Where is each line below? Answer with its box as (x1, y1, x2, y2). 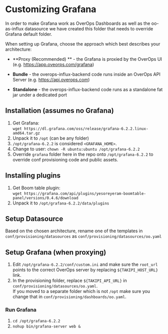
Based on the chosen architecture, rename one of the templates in (5, 228, 143, 234)
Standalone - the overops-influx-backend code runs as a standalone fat (12, 86, 163, 92)
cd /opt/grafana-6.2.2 (12, 319, 61, 324)
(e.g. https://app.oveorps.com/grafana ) (12, 61, 94, 67)
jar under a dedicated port (12, 92, 67, 98)
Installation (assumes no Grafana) (5, 106, 115, 115)
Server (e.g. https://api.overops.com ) (12, 76, 90, 82)
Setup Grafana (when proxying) (5, 248, 106, 257)
